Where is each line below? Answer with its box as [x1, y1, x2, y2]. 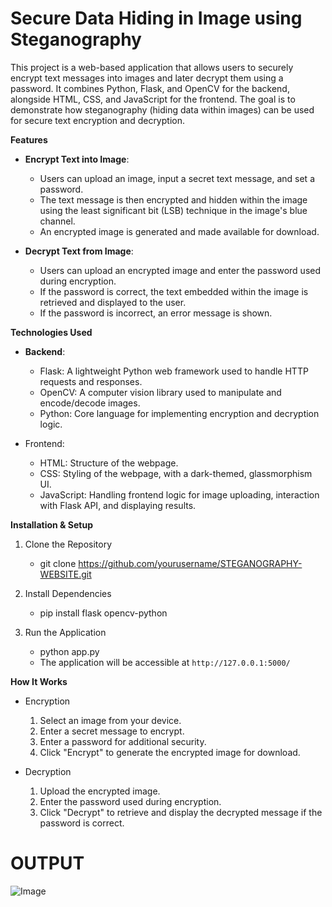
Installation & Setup [10, 518, 93, 531]
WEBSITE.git [39, 568, 92, 580]
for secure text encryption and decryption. [10, 114, 185, 126]
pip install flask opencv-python [39, 607, 168, 619]
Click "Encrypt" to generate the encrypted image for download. [39, 746, 301, 758]
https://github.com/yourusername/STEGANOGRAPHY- [78, 557, 303, 569]
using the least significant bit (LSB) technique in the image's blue [39, 204, 308, 216]
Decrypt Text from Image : [24, 245, 134, 257]
